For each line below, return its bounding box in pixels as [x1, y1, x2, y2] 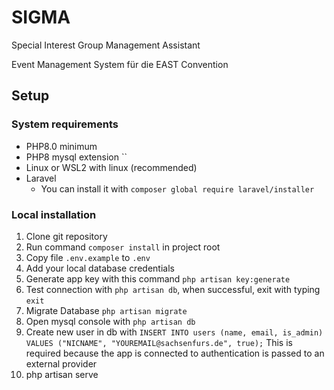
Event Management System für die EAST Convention [11, 58, 229, 70]
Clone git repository [25, 230, 108, 242]
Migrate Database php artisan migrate [25, 304, 188, 316]
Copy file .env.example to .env [25, 251, 151, 263]
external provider [25, 357, 98, 370]
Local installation [11, 207, 97, 221]
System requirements [11, 117, 119, 131]
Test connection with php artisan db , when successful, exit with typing [25, 283, 321, 295]
